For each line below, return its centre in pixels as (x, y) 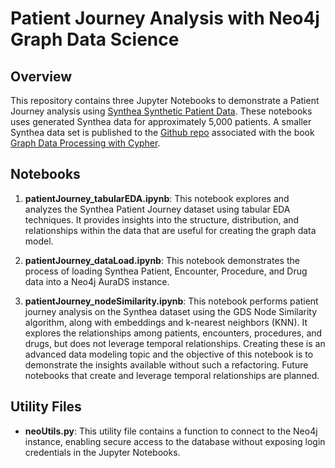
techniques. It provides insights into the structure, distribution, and (162, 219)
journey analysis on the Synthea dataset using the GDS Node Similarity (171, 311)
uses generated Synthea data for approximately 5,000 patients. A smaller (161, 121)
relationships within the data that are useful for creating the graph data (170, 230)
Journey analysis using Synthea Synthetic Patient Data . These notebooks (161, 111)
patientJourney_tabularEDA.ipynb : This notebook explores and (157, 198)
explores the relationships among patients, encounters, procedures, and (173, 333)
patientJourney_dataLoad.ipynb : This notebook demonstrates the (162, 260)
